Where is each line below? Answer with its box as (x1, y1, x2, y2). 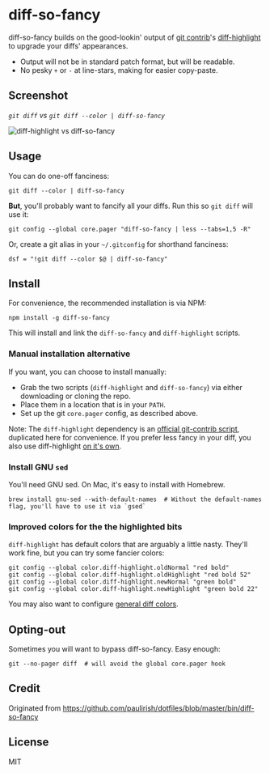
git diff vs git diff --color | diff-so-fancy (8, 110, 166, 120)
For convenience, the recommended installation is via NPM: (8, 298, 207, 308)
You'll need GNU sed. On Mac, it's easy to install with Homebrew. (8, 479, 226, 489)
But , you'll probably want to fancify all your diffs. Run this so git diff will (8, 201, 253, 210)
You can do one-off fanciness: (8, 171, 110, 181)
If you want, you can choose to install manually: (8, 367, 167, 376)
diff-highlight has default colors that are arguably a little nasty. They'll (8, 540, 248, 550)
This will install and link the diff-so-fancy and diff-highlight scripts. (8, 328, 241, 338)
